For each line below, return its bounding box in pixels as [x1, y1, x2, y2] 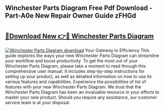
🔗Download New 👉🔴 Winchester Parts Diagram [5, 32, 154, 40]
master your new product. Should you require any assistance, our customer [5, 94, 158, 100]
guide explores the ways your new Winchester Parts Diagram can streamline [5, 53, 159, 58]
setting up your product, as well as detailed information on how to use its [5, 74, 152, 79]
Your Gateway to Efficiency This [85, 48, 149, 53]
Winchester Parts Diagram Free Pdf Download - [5, 4, 153, 12]
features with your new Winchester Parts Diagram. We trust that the [5, 84, 141, 90]
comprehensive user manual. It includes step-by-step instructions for [5, 68, 145, 74]
